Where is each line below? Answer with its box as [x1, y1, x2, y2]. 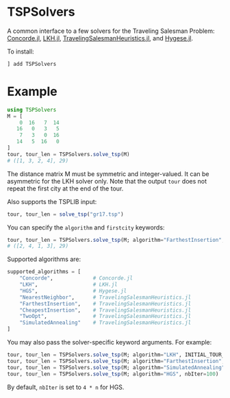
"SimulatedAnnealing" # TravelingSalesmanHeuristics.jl [19, 319, 192, 326]
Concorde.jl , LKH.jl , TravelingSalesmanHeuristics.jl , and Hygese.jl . [7, 34, 194, 42]
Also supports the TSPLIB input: [7, 197, 97, 206]
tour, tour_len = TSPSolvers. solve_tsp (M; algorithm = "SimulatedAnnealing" [7, 364, 225, 371]
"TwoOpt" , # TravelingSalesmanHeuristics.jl [19, 313, 192, 320]
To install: [7, 47, 34, 55]
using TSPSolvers [7, 106, 57, 113]
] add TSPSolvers [7, 60, 57, 67]
